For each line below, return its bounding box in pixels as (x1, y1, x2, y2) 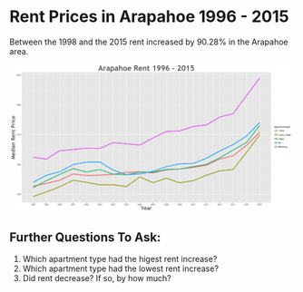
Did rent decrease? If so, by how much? (22, 273, 171, 284)
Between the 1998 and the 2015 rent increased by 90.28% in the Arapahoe (9, 36, 288, 47)
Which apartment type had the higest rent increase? (22, 254, 218, 265)
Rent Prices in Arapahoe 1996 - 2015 (9, 6, 289, 27)
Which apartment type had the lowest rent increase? (22, 263, 220, 274)
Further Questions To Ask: (9, 229, 161, 245)
